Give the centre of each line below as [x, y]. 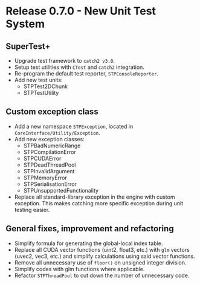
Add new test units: [38, 80]
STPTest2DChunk [45, 86]
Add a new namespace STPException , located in [74, 126]
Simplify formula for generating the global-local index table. [89, 243]
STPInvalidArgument [49, 171]
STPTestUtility [41, 93]
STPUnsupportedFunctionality [61, 190]
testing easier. [32, 210]
